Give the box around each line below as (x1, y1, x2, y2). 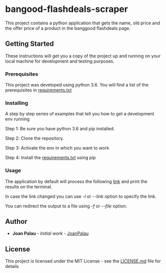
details (5, 264, 19, 270)
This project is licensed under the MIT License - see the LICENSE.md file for (5, 258, 161, 264)
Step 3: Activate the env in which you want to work (5, 145, 109, 151)
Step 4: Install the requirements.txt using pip (5, 155, 96, 161)
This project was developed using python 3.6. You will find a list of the (5, 82, 149, 88)
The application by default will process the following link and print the (5, 178, 148, 184)
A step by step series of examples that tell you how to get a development (5, 111, 155, 117)
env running (5, 116, 30, 122)
